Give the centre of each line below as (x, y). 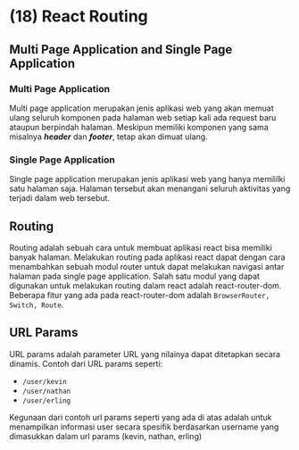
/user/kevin (44, 381)
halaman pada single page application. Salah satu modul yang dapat (135, 276)
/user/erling (46, 400)
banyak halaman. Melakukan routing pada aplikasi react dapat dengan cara (147, 257)
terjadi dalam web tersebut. (59, 198)
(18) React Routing (79, 17)
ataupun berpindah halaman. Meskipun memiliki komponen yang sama (139, 127)
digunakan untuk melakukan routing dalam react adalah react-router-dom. (145, 285)
